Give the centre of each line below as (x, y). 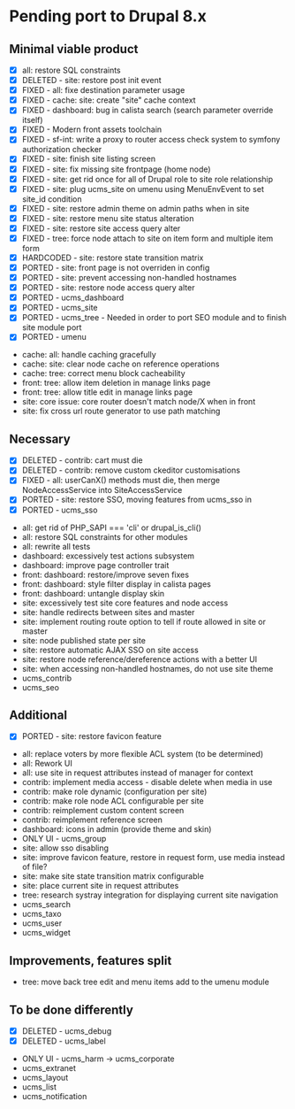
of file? (34, 867)
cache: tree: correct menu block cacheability (103, 374)
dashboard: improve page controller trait (95, 565)
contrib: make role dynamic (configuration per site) (114, 792)
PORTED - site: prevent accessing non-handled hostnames (129, 278)
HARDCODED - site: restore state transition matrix (113, 258)
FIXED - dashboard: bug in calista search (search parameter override (147, 110)
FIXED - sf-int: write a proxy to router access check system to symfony (151, 140)
